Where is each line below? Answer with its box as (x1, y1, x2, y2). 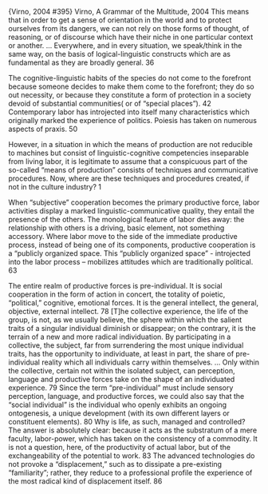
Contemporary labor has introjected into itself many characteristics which (8, 107, 250, 117)
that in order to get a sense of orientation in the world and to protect (8, 15, 232, 25)
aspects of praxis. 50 (8, 124, 78, 133)
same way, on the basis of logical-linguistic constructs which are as (8, 50, 231, 58)
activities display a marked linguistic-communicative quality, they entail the (8, 206, 255, 215)
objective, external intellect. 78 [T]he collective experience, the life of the (8, 307, 249, 316)
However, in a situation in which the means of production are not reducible (8, 140, 253, 149)
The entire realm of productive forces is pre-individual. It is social (8, 281, 223, 290)
